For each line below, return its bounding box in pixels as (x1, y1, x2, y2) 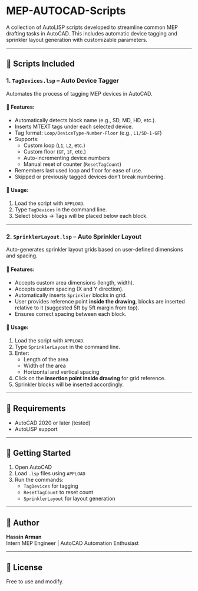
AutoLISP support (14, 425, 58, 432)
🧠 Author (6, 518, 39, 528)
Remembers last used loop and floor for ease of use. (14, 166, 143, 174)
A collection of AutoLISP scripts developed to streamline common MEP (6, 24, 178, 31)
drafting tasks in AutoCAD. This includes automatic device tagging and (6, 30, 178, 37)
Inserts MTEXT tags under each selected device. (14, 123, 134, 130)
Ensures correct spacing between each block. (14, 310, 127, 317)
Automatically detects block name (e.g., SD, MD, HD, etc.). (14, 116, 156, 123)
